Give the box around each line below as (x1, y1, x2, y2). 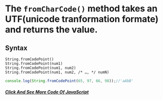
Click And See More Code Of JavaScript (5, 89, 89, 95)
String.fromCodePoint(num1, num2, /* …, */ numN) (5, 70, 110, 75)
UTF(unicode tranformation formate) (5, 13, 159, 25)
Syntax (5, 44, 28, 52)
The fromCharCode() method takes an (5, 3, 158, 14)
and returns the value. (5, 24, 98, 35)
